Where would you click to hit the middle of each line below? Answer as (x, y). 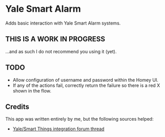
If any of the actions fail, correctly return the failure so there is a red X (86, 85)
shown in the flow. (32, 90)
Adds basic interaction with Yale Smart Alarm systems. (63, 23)
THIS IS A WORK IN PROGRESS (55, 39)
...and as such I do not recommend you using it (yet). (61, 51)
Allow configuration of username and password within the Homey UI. (86, 80)
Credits (17, 107)
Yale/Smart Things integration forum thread (58, 129)
